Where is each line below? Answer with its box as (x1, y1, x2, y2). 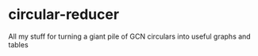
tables (8, 39, 29, 49)
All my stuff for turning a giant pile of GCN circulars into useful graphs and (8, 32, 252, 41)
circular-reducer (8, 6, 120, 24)
